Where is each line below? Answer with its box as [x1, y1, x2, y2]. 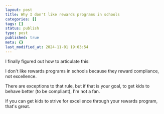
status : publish [5, 26, 39, 31]
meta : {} [5, 40, 24, 45]
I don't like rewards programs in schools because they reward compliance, [5, 68, 159, 74]
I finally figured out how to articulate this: [5, 58, 90, 64]
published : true [5, 35, 39, 40]
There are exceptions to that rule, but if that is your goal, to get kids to [5, 83, 150, 89]
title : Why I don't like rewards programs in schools [5, 12, 120, 17]
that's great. [5, 103, 31, 109]
